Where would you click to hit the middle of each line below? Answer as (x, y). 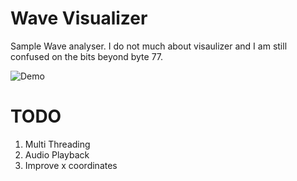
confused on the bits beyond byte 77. (87, 56)
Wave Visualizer (79, 18)
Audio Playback (57, 154)
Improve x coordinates (71, 165)
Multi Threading (57, 144)
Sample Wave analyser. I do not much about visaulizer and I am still (149, 46)
